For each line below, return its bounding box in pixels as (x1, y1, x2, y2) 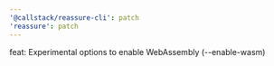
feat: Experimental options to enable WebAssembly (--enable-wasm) (9, 46, 266, 57)
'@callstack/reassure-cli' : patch (9, 13, 140, 23)
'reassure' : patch (9, 22, 79, 31)
